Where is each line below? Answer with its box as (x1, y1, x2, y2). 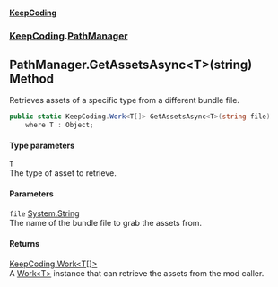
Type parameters (9, 140, 75, 151)
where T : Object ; (25, 121, 94, 130)
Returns (9, 239, 40, 249)
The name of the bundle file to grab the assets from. (9, 218, 203, 229)
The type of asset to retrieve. (9, 168, 117, 178)
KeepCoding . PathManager (9, 30, 128, 42)
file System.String (9, 208, 80, 219)
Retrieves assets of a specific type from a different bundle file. (9, 95, 240, 106)
